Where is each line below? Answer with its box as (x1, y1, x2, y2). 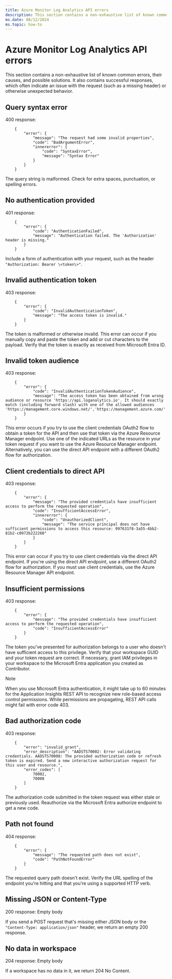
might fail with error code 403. (5, 702, 70, 708)
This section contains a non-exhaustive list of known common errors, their (5, 72, 162, 78)
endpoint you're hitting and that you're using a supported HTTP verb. (5, 880, 151, 886)
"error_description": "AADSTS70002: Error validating (24, 749, 141, 754)
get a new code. (5, 805, 39, 811)
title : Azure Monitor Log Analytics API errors (5, 7, 109, 13)
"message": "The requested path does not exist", (32, 852, 141, 858)
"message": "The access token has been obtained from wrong (32, 393, 164, 399)
